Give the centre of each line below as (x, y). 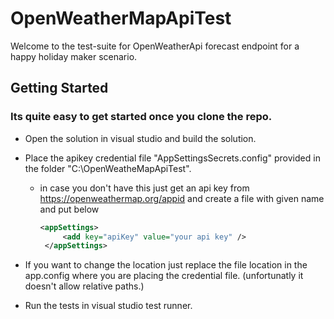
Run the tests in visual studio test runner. (108, 306)
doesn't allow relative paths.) (84, 286)
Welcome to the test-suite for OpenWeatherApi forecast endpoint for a (155, 46)
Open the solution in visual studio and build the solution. (140, 138)
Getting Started (59, 88)
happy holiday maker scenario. (74, 56)
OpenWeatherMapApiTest (121, 18)
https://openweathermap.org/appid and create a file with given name (182, 198)
